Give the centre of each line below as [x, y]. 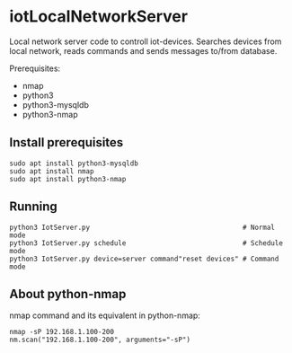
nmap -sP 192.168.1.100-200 [62, 332]
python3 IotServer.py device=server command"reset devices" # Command [144, 259]
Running [34, 207]
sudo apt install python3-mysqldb [74, 163]
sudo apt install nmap [52, 171]
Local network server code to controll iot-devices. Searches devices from [146, 41]
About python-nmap [68, 294]
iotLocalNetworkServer [99, 17]
